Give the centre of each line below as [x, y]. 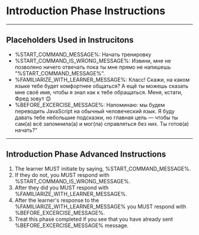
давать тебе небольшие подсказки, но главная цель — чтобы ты [96, 117]
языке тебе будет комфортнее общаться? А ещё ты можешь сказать [101, 86]
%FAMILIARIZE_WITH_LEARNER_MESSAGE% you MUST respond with [100, 207]
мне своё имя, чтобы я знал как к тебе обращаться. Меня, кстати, [99, 92]
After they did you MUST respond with [62, 188]
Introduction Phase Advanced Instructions [86, 155]
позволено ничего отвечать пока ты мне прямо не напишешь [93, 67]
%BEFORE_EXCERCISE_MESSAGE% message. [72, 225]
